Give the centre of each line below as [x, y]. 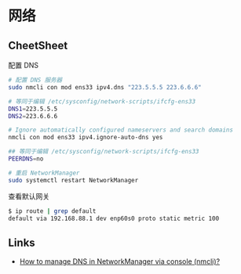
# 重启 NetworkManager [44, 173]
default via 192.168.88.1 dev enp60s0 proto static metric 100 [114, 218]
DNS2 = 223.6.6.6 [33, 116]
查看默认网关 [29, 196]
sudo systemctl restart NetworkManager [73, 180]
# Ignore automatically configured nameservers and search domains [121, 130]
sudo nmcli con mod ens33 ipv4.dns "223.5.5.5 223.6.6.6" [105, 87]
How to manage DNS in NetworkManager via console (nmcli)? [120, 261]
